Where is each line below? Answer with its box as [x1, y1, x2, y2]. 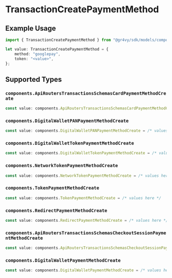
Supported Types [5, 75, 62, 84]
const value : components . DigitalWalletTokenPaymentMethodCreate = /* [5, 151, 157, 156]
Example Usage [5, 24, 56, 33]
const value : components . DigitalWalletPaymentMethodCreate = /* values [5, 268, 161, 273]
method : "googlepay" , [14, 51, 60, 57]
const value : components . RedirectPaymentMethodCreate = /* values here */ [5, 218, 168, 223]
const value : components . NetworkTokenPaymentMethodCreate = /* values [5, 173, 159, 178]
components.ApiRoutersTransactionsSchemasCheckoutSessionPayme [5, 230, 166, 236]
